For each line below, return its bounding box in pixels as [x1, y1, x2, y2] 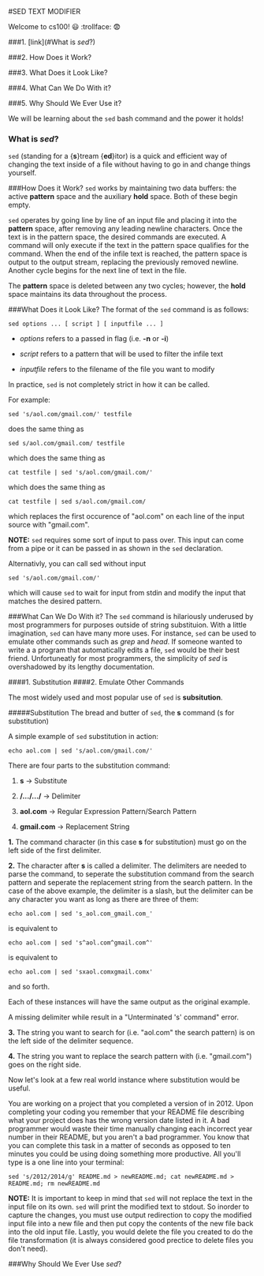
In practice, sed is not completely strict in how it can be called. [8, 380, 210, 389]
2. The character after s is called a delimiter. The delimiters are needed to [8, 861, 247, 871]
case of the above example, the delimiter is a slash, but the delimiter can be [8, 886, 254, 895]
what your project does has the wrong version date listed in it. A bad [8, 1116, 230, 1125]
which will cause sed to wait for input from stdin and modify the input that [8, 588, 246, 598]
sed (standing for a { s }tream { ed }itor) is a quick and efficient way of [8, 152, 228, 161]
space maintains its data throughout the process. [8, 290, 167, 299]
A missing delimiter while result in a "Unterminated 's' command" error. [8, 1012, 239, 1022]
